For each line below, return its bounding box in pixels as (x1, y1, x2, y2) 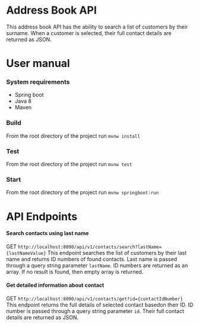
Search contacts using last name (6, 230, 89, 237)
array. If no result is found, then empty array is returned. (6, 268, 144, 275)
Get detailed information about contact (6, 281, 105, 289)
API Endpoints (6, 210, 78, 223)
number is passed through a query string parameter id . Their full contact (6, 307, 184, 315)
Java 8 (14, 97, 31, 105)
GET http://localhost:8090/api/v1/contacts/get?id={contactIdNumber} (6, 295, 183, 302)
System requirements (6, 78, 70, 86)
